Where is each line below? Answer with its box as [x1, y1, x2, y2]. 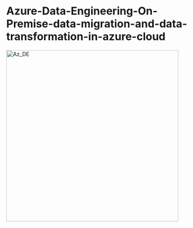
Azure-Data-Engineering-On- [6, 4, 158, 18]
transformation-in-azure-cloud [6, 30, 166, 43]
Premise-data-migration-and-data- [6, 17, 188, 31]
